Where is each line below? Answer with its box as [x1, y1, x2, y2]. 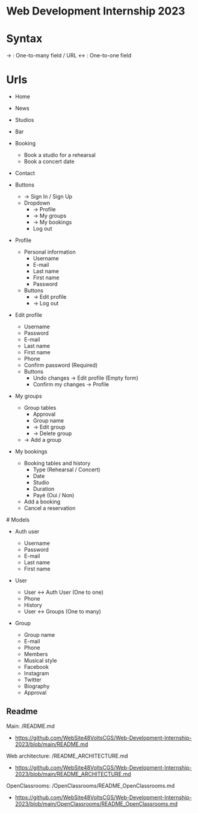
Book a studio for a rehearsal [23, 151, 96, 159]
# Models [6, 516, 30, 523]
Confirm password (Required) [23, 362, 98, 369]
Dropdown [23, 199, 51, 206]
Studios [14, 116, 34, 124]
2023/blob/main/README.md [14, 741, 88, 748]
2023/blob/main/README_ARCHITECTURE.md [14, 770, 131, 777]
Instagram [23, 670, 49, 677]
